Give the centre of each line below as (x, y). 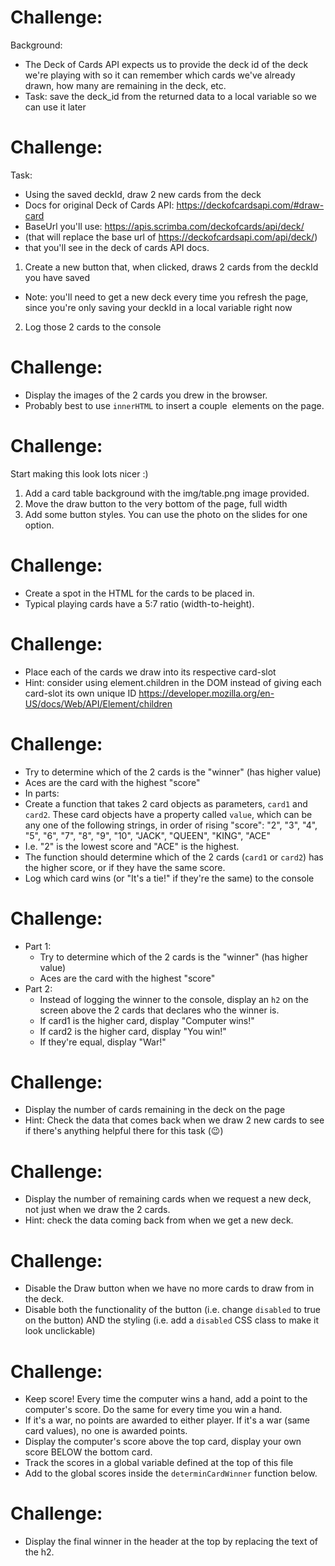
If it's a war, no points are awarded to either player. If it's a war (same (167, 1420)
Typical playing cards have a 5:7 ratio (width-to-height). (139, 603)
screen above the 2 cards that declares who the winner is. (159, 1010)
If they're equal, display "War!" (103, 1042)
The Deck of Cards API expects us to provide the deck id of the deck (166, 64)
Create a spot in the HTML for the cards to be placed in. (139, 593)
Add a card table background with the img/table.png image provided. (167, 493)
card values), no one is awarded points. (106, 1431)
